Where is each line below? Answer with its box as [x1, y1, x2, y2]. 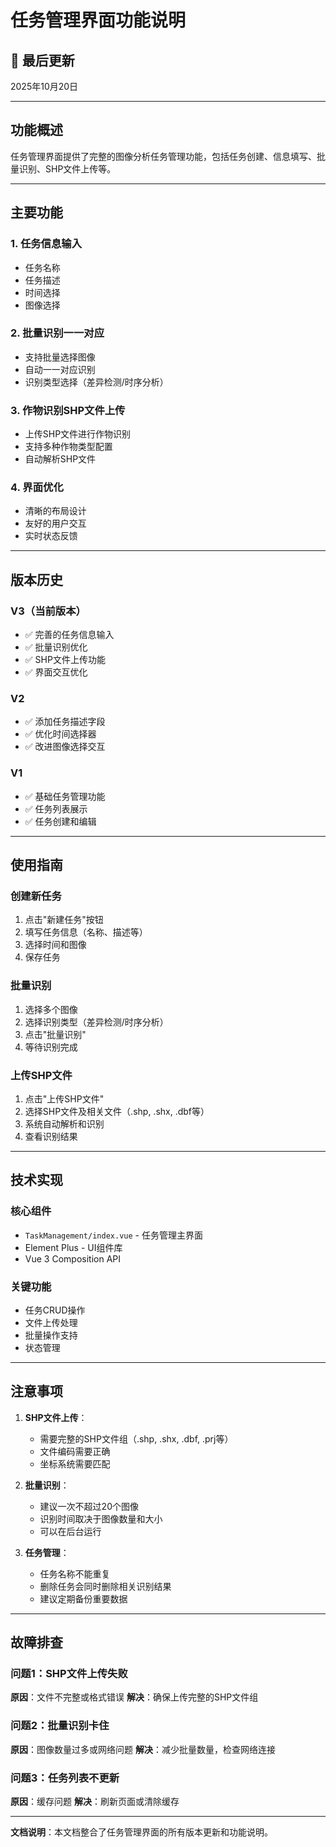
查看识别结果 [24, 1130, 78, 1142]
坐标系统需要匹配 [39, 1457, 111, 1470]
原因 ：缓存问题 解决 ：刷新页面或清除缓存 [10, 1796, 180, 1808]
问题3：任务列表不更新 [10, 1771, 120, 1785]
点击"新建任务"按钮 [24, 914, 104, 926]
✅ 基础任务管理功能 [24, 790, 106, 802]
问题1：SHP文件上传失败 [10, 1667, 128, 1681]
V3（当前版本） [10, 604, 87, 618]
